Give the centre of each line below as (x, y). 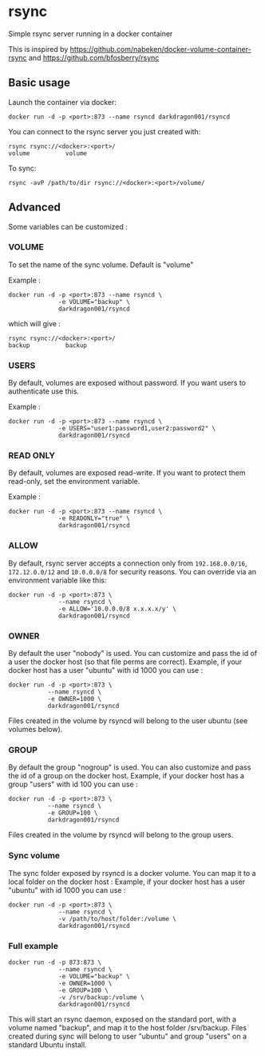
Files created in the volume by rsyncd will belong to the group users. (121, 835)
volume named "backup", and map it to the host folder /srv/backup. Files (128, 1027)
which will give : (35, 323)
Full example (33, 946)
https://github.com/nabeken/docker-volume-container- (160, 49)
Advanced (35, 208)
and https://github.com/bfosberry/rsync (94, 58)
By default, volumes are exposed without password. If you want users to (127, 383)
